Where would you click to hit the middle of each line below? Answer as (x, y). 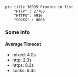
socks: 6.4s (24, 71)
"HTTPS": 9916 (28, 16)
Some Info (18, 32)
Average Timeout (23, 44)
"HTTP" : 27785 (29, 11)
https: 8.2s (23, 65)
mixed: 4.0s (24, 55)
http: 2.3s (22, 60)
